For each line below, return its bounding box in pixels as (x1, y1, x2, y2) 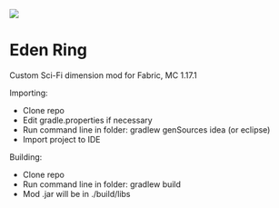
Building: (9, 151, 43, 163)
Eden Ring (9, 40, 88, 61)
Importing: (9, 87, 48, 98)
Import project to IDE (22, 134, 101, 144)
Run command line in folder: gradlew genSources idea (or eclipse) (22, 124, 271, 135)
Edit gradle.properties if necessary (22, 114, 153, 125)
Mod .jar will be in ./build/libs (22, 188, 131, 199)
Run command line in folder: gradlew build (22, 178, 182, 190)
